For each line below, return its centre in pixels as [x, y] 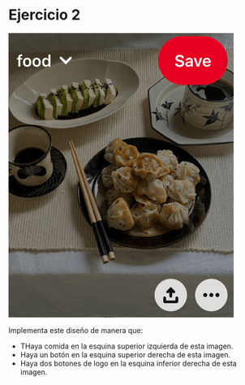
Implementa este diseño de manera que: [76, 330]
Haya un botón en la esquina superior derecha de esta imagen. [125, 354]
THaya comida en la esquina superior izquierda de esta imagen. [127, 346]
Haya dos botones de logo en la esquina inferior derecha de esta [128, 363]
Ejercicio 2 [45, 15]
